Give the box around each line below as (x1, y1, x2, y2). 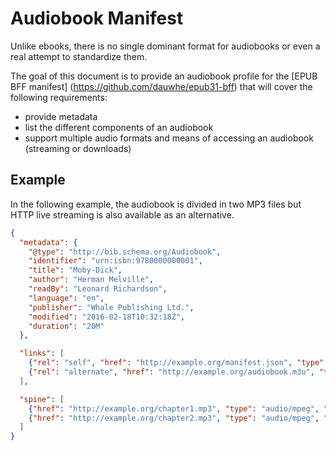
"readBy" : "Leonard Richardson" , (28, 284, 168, 294)
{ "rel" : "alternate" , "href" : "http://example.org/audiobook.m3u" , (28, 367, 315, 377)
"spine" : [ (19, 394, 65, 404)
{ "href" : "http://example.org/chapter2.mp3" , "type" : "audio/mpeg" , (28, 413, 320, 423)
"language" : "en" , (28, 293, 105, 303)
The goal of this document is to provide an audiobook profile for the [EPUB (10, 70, 318, 82)
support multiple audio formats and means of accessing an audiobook (24, 132, 314, 144)
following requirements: (10, 91, 108, 103)
